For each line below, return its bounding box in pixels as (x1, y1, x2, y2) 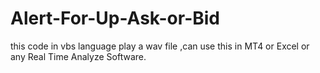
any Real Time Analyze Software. (10, 50, 147, 62)
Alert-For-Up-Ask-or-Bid (10, 7, 220, 30)
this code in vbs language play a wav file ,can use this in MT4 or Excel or (10, 40, 310, 52)
